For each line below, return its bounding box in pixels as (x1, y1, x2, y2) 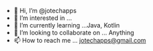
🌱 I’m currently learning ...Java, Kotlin (13, 21, 121, 29)
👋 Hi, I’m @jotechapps (13, 7, 77, 14)
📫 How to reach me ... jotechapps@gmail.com (13, 37, 147, 44)
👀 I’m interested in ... (13, 14, 72, 22)
